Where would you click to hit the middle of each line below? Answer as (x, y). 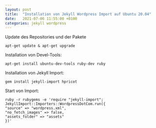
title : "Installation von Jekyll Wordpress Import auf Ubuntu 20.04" (78, 14)
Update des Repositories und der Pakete (46, 37)
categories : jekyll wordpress (36, 23)
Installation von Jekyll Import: (35, 73)
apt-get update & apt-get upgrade (40, 46)
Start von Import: (22, 91)
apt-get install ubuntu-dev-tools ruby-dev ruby (55, 64)
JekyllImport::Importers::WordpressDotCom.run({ (55, 104)
